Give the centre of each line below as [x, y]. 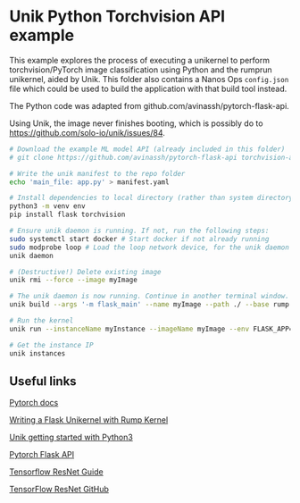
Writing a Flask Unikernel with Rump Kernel [89, 420]
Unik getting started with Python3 [71, 437]
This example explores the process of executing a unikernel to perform [140, 60]
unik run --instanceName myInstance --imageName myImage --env [129, 329]
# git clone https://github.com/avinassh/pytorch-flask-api [124, 157]
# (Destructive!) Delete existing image [86, 272]
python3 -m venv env [48, 206]
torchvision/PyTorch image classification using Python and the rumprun [141, 70]
